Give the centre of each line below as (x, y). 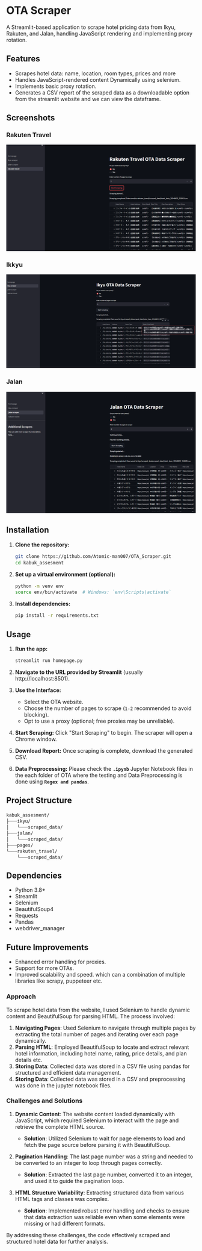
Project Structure (39, 801)
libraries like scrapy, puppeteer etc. (59, 981)
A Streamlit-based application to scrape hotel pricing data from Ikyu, (91, 27)
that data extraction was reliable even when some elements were (104, 1217)
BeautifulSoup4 (34, 909)
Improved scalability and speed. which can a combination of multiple (100, 975)
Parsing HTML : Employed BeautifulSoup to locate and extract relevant (102, 1047)
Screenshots (31, 118)
